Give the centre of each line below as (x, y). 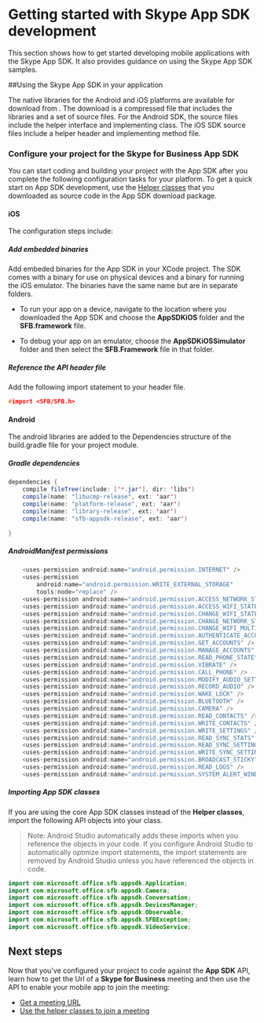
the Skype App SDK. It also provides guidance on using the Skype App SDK (130, 61)
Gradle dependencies (44, 463)
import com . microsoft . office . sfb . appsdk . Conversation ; (100, 898)
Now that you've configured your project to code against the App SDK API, (129, 970)
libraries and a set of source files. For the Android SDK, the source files (123, 116)
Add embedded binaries (48, 250)
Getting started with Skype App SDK (129, 15)
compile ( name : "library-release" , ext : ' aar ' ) (100, 511)
